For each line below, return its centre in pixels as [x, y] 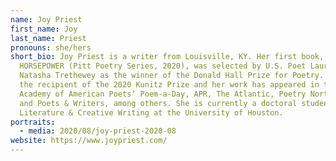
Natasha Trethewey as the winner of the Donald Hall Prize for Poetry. [172, 76]
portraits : [33, 122]
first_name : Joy [44, 29]
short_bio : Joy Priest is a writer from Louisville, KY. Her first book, [167, 57]
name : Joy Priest [46, 19]
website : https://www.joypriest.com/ [89, 141]
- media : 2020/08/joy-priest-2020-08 [98, 131]
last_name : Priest [48, 38]
